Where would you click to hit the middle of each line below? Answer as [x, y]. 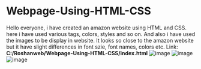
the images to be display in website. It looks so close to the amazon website [100, 40]
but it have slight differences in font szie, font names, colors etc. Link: [92, 47]
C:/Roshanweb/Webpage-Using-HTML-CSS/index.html [77, 53]
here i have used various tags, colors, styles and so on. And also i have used [101, 34]
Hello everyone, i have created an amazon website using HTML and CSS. [97, 28]
